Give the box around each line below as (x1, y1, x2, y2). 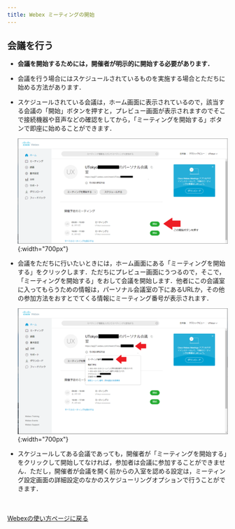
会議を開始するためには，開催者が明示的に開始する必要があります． (17, 59, 214, 68)
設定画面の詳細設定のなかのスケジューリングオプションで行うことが (23, 476, 220, 484)
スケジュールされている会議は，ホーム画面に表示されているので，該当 (17, 98, 219, 106)
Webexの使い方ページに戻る (7, 514, 89, 523)
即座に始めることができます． (29, 124, 116, 133)
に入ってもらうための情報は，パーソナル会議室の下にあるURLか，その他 (17, 285, 225, 294)
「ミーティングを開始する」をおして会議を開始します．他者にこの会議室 (17, 276, 225, 284)
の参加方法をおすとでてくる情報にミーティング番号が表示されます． (17, 294, 213, 302)
